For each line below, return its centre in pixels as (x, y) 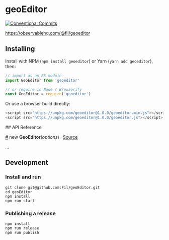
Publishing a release (31, 213)
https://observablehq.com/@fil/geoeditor (48, 33)
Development (27, 163)
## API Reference (23, 127)
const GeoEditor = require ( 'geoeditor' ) (48, 94)
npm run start (20, 201)
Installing (20, 49)
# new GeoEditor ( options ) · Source (41, 137)
